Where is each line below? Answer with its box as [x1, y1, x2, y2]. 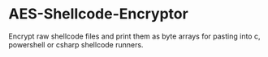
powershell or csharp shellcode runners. [8, 39, 144, 49]
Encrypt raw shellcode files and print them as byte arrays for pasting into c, [8, 31, 261, 41]
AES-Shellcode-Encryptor [8, 5, 188, 23]
